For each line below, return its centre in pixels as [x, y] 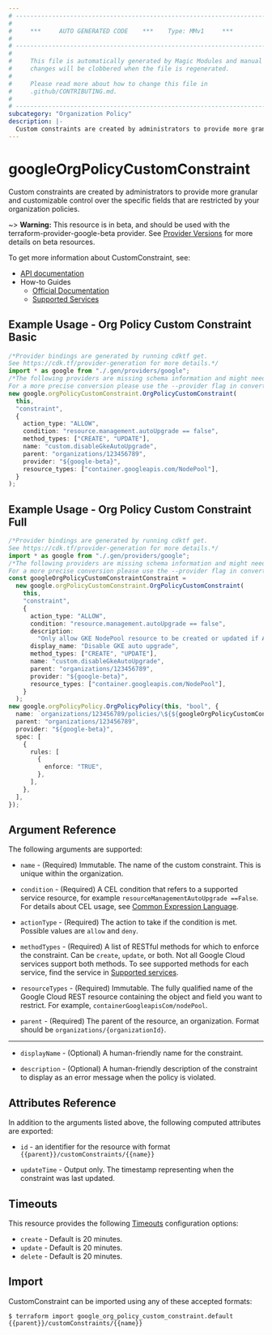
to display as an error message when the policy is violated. [118, 1077]
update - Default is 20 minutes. [71, 1247]
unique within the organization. [72, 874]
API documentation [52, 273]
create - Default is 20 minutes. [71, 1239]
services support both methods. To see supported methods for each [134, 964]
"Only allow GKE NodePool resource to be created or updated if [148, 639]
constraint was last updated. [68, 1178]
